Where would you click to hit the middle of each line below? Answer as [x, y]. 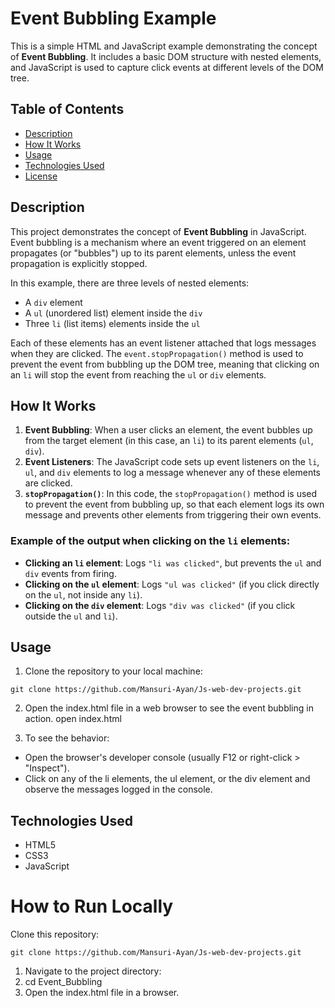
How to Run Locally [92, 906]
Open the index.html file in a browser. [102, 993]
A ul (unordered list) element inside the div [113, 313]
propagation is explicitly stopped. [79, 263]
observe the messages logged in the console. [118, 789]
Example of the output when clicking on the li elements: [150, 541]
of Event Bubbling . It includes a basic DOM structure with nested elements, [166, 56]
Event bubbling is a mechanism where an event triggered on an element [158, 242]
